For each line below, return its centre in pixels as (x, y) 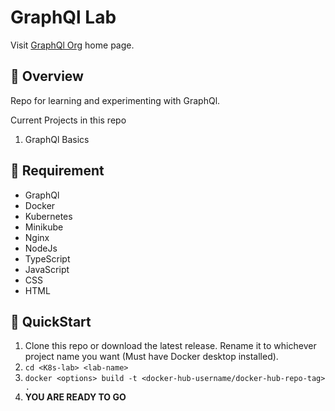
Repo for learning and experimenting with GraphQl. (115, 100)
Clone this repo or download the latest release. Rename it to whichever (170, 346)
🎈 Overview (47, 76)
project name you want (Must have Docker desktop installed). (151, 357)
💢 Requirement (57, 171)
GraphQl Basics (57, 139)
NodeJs (41, 248)
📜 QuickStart (51, 321)
